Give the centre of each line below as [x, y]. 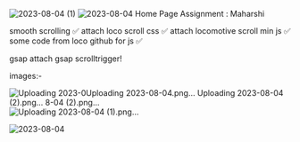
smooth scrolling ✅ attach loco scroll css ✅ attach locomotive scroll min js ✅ [150, 31]
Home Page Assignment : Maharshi [200, 14]
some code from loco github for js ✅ [76, 41]
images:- [26, 76]
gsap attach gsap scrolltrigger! [66, 59]
